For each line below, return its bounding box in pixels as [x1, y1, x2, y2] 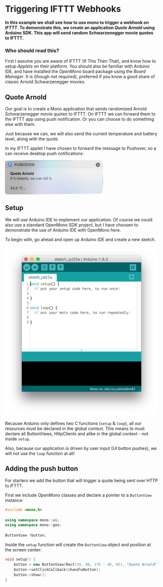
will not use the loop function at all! [5, 451, 75, 457]
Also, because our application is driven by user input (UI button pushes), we [5, 445, 157, 451]
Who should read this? [5, 47, 60, 54]
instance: [5, 497, 24, 503]
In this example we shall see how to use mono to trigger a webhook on [5, 19, 149, 25]
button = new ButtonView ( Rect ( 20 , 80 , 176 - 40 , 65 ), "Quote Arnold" [14, 562, 158, 567]
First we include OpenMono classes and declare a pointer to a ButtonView [5, 492, 152, 498]
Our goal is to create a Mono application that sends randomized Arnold [5, 106, 147, 112]
